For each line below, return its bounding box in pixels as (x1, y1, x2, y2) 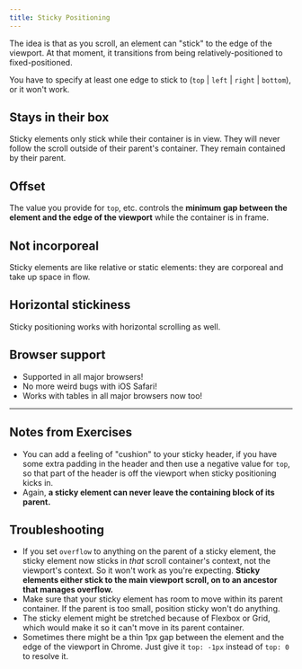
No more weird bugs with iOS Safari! (22, 381, 157, 392)
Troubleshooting (9, 522, 105, 537)
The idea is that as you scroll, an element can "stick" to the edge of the (9, 38, 272, 48)
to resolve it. (22, 651, 69, 662)
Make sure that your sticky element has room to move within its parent (22, 594, 283, 604)
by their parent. (9, 153, 67, 163)
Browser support (9, 348, 106, 363)
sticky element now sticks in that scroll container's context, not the (22, 556, 271, 567)
